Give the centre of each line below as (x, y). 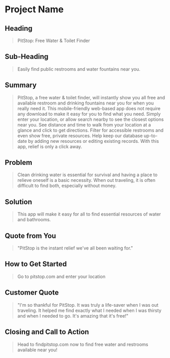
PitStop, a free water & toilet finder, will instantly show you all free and (91, 97)
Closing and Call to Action (47, 332)
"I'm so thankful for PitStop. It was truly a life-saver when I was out (88, 305)
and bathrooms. (34, 220)
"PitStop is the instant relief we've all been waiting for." (75, 248)
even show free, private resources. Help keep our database (80, 135)
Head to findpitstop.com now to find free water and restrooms (83, 344)
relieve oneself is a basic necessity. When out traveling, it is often (86, 180)
